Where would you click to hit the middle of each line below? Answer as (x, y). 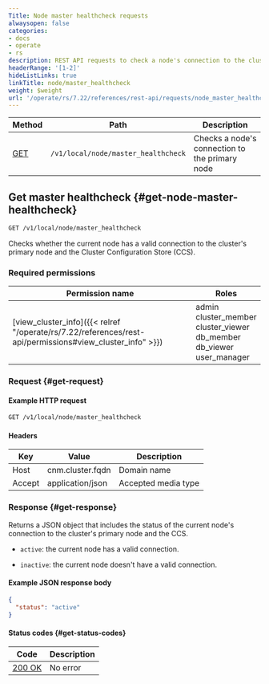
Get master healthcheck (70, 197)
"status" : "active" (48, 607)
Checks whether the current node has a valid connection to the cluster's (127, 243)
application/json (77, 483)
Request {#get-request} (56, 381)
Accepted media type (159, 483)
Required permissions (52, 272)
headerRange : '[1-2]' (44, 68)
